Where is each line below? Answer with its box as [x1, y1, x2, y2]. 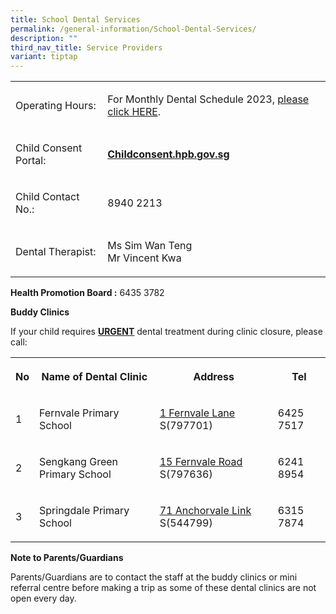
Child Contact [15, 190, 80, 204]
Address [193, 370, 235, 384]
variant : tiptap [10, 52, 78, 62]
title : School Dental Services [10, 14, 141, 25]
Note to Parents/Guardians [10, 552, 124, 564]
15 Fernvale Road [159, 455, 243, 469]
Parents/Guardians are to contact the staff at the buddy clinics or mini [10, 571, 298, 583]
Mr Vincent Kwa [107, 251, 182, 265]
